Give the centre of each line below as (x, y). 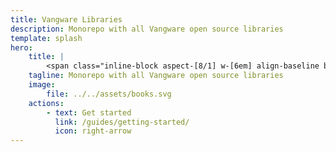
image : (42, 85)
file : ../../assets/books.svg (109, 94)
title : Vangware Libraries (66, 19)
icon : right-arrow (93, 131)
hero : (21, 47)
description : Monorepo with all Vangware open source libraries (147, 29)
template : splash (46, 38)
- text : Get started (89, 112)
